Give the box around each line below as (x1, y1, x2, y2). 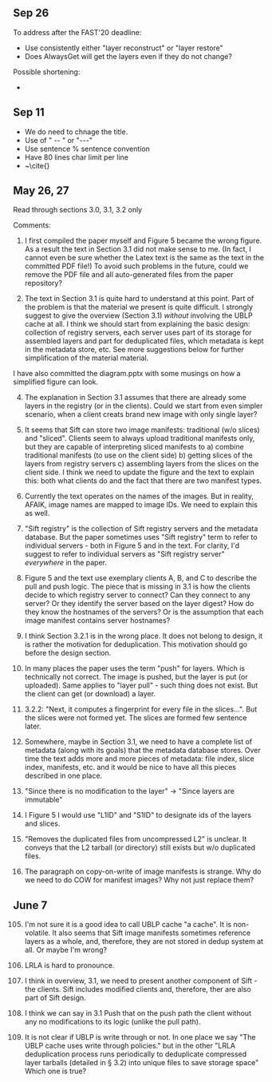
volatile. (24, 928, 51, 937)
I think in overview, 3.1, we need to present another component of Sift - (24, 976, 258, 985)
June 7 (13, 898, 48, 912)
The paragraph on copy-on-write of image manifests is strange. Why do (24, 866, 262, 877)
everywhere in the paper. (24, 558, 107, 568)
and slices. (24, 818, 61, 829)
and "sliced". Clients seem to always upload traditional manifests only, (24, 434, 255, 443)
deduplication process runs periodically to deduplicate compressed (24, 1049, 247, 1059)
